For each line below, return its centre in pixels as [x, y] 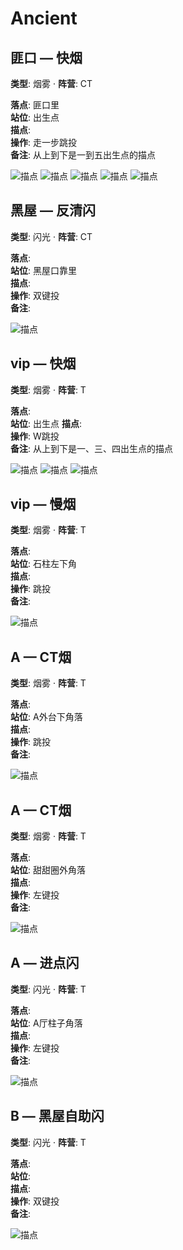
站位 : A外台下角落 [46, 717]
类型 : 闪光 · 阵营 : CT [51, 236]
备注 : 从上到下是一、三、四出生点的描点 [91, 448]
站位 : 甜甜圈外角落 [48, 870]
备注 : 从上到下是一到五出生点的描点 [83, 155]
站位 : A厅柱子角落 [46, 1023]
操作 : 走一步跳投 [43, 142]
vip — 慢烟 [43, 504]
